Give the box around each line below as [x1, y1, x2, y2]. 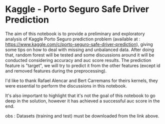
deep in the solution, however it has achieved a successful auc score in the [5, 97, 160, 103]
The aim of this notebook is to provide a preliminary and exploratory [5, 30, 145, 36]
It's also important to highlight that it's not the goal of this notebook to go [5, 92, 156, 98]
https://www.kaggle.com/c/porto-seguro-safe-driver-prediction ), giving [5, 41, 153, 47]
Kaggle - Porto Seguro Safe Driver [5, 3, 149, 15]
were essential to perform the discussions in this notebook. [5, 82, 127, 88]
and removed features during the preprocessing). [5, 67, 107, 73]
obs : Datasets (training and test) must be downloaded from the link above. [5, 112, 159, 118]
